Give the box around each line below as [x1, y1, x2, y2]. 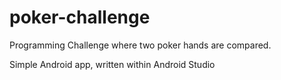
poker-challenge [9, 6, 151, 29]
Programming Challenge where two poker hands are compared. [9, 39, 272, 51]
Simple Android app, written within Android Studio [9, 58, 216, 70]
